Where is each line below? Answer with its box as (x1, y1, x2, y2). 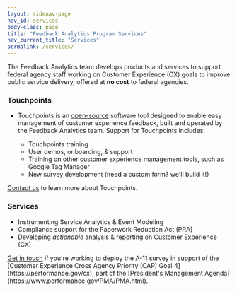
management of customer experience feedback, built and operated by (17, 119, 223, 127)
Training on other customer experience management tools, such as (28, 155, 224, 163)
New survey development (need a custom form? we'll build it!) (28, 170, 209, 179)
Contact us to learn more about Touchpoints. (7, 184, 138, 192)
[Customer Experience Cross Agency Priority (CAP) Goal (7, 261, 173, 269)
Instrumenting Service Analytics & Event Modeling (17, 217, 164, 226)
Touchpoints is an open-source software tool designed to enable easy (17, 111, 222, 120)
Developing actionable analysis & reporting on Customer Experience (17, 233, 217, 241)
